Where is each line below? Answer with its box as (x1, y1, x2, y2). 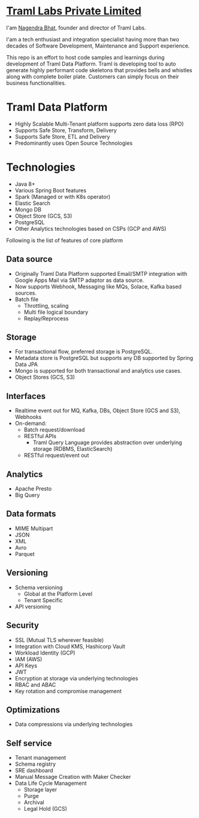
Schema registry (14, 760, 56, 768)
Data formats (6, 509, 56, 519)
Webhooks (14, 414, 42, 421)
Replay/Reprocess (23, 314, 69, 322)
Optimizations (6, 704, 60, 715)
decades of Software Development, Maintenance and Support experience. (6, 42, 190, 49)
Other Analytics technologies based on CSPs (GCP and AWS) (14, 225, 167, 232)
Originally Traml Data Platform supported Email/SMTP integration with (14, 270, 188, 277)
